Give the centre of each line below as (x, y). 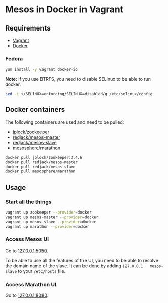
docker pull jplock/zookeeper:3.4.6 (44, 157)
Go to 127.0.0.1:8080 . (27, 295)
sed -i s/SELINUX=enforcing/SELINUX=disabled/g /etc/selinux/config (79, 94)
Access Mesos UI (27, 239)
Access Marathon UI (31, 284)
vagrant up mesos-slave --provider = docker (51, 222)
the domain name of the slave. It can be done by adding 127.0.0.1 (74, 266)
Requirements (28, 28)
